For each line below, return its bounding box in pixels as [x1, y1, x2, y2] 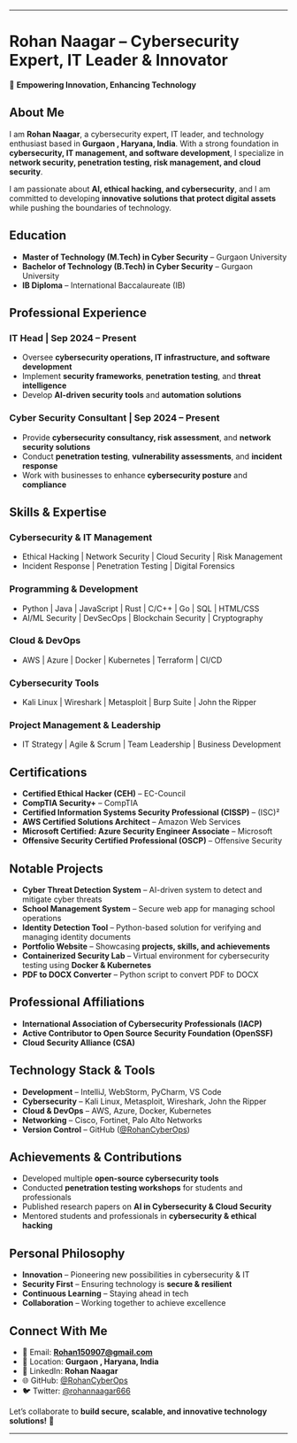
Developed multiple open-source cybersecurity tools [21, 1173, 219, 1183]
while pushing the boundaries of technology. [9, 202, 172, 213]
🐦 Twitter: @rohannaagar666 [21, 1385, 131, 1396]
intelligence [21, 380, 67, 391]
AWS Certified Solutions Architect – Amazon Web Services [21, 817, 241, 827]
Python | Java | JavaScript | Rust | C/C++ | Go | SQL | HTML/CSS [21, 603, 260, 614]
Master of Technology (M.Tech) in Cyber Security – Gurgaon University [21, 252, 287, 262]
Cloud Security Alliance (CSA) [21, 1037, 135, 1048]
